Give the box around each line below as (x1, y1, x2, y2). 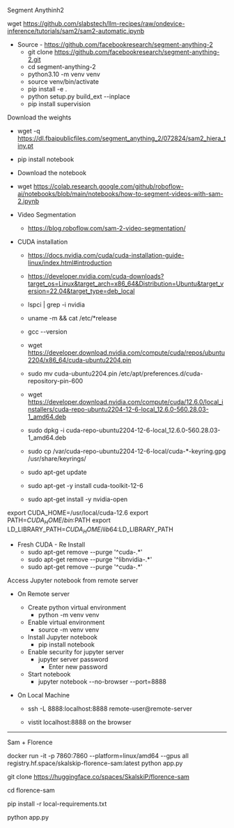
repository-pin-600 (27, 377, 84, 385)
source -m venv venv (38, 625, 100, 634)
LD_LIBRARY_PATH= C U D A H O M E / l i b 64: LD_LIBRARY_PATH (7, 525, 174, 535)
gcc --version (27, 327, 68, 336)
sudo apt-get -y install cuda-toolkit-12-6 (27, 482, 144, 489)
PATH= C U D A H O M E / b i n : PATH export (7, 516, 111, 526)
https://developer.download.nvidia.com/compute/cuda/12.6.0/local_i (27, 398, 224, 406)
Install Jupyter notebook (27, 633, 98, 641)
